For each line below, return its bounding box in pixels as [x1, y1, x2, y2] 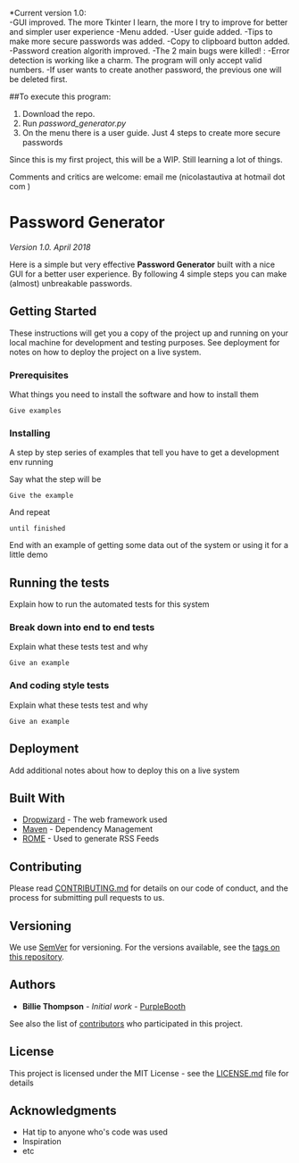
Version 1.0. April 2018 [9, 241, 91, 253]
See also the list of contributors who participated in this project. [9, 1018, 244, 1029]
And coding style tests [9, 679, 110, 692]
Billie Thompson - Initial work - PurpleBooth [21, 1001, 186, 1011]
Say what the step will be [9, 474, 102, 485]
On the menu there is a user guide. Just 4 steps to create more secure [21, 128, 281, 137]
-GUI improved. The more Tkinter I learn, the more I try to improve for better [9, 17, 288, 28]
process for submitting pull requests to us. [9, 893, 165, 903]
